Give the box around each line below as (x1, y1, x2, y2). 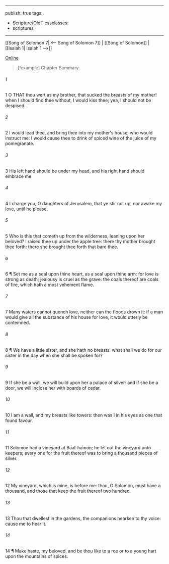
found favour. (5, 417, 33, 424)
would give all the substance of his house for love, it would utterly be (5, 314, 148, 320)
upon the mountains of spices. (5, 553, 68, 559)
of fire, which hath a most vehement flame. (5, 281, 95, 288)
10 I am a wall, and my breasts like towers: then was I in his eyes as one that (5, 412, 162, 418)
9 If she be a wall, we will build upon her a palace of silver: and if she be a (5, 380, 158, 386)
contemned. (5, 319, 30, 326)
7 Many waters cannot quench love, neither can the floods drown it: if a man (5, 309, 163, 315)
